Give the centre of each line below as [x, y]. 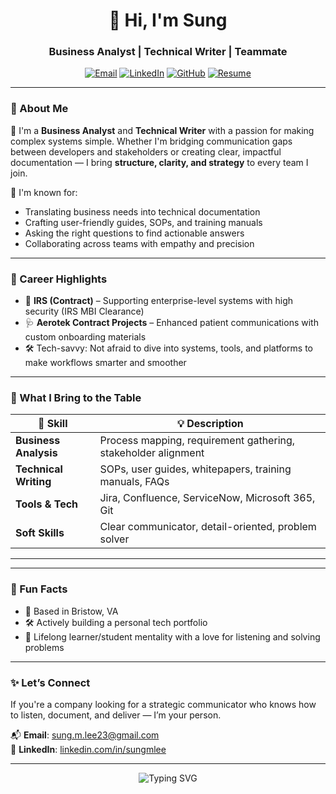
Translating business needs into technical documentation [142, 211]
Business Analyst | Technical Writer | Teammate [168, 52]
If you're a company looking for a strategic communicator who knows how [163, 704]
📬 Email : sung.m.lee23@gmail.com [85, 735]
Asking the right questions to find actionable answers [134, 233]
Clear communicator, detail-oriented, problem [208, 527]
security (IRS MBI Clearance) [84, 311]
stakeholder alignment [152, 453]
